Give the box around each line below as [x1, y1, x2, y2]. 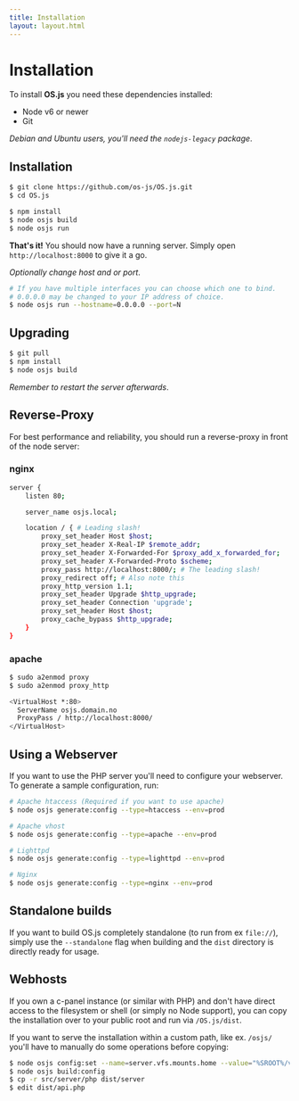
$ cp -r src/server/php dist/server [9, 1075, 145, 1084]
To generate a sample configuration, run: [9, 780, 159, 791]
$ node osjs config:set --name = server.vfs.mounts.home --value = [9, 1058, 253, 1067]
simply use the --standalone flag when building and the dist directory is [9, 936, 274, 947]
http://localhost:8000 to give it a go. [9, 249, 148, 260]
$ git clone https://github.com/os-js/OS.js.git [9, 183, 193, 192]
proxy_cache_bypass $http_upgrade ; [41, 615, 174, 625]
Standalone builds [9, 903, 113, 919]
